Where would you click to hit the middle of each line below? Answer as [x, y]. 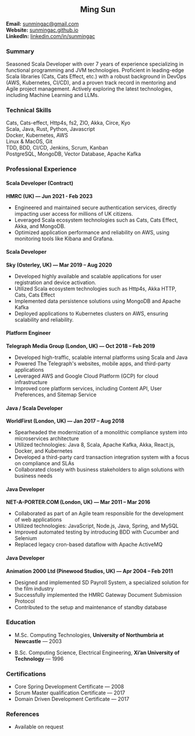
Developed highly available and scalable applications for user [88, 276]
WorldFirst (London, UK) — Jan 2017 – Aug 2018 [65, 421]
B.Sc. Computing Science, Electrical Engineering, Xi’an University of [97, 652]
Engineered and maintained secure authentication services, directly [95, 208]
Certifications [26, 673]
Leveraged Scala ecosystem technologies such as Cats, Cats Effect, [96, 220]
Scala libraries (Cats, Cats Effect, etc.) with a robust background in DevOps [96, 77]
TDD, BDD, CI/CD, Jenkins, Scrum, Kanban [57, 148]
